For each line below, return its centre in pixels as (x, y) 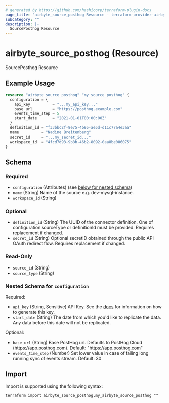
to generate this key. (34, 312)
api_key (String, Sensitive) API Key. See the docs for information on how (87, 307)
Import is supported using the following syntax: (54, 386)
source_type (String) (33, 273)
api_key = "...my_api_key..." (56, 104)
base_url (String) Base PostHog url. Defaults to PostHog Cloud (77, 342)
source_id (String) (31, 267)
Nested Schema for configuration (47, 286)
